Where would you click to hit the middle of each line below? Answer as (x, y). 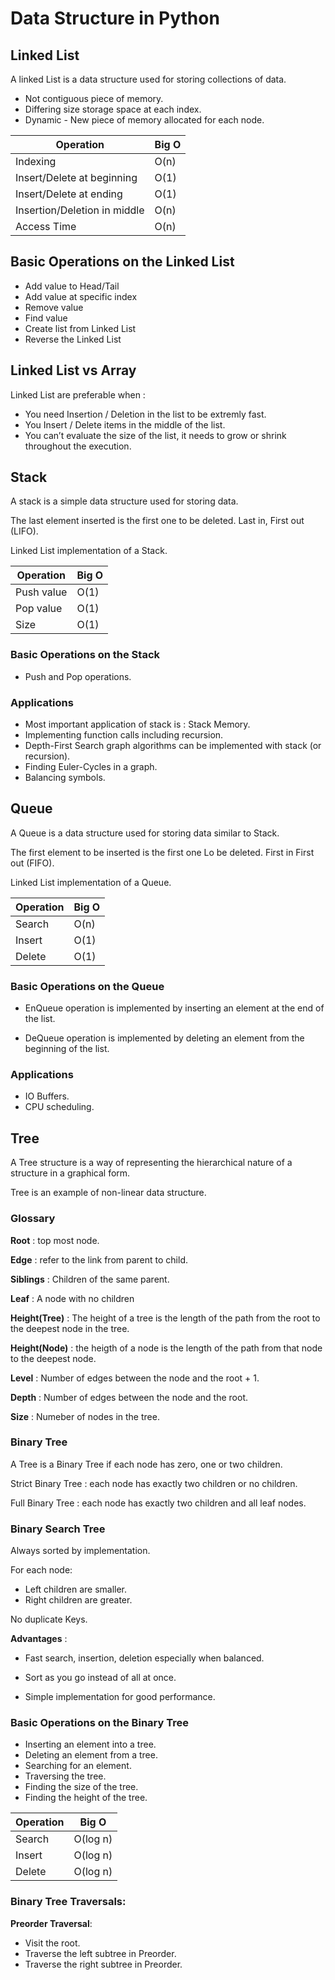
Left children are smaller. (76, 1589)
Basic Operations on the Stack (85, 655)
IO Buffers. (47, 1096)
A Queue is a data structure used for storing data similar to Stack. (145, 833)
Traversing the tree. (65, 1776)
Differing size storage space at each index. (113, 109)
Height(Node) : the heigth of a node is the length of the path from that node (166, 1348)
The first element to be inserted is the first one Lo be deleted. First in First (162, 852)
